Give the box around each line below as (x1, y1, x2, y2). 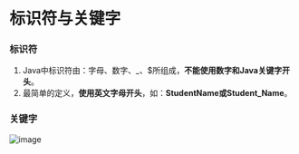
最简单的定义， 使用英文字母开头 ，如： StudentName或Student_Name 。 (22, 88, 293, 99)
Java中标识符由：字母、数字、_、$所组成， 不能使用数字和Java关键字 (22, 65, 283, 76)
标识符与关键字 (9, 8, 121, 29)
